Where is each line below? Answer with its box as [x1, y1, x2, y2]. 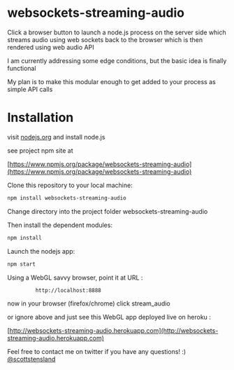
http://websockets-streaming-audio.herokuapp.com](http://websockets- [9, 327, 219, 335]
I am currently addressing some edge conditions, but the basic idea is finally [7, 56, 227, 64]
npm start [7, 261, 36, 268]
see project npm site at [7, 146, 73, 155]
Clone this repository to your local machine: [7, 181, 133, 189]
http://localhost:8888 [35, 287, 101, 294]
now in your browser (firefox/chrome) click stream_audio [7, 299, 171, 308]
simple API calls [7, 85, 53, 93]
